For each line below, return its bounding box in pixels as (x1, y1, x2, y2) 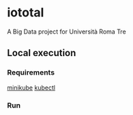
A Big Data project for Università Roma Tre (7, 27, 126, 36)
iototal (7, 5, 44, 21)
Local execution (7, 47, 76, 59)
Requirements (7, 68, 55, 77)
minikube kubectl (7, 84, 56, 92)
